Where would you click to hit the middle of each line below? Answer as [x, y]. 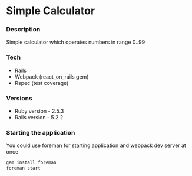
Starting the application [41, 133]
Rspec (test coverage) [42, 83]
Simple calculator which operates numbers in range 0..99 [76, 42]
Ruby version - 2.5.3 [39, 111]
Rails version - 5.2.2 [39, 118]
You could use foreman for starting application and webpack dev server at [96, 145]
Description [23, 30]
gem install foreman [32, 163]
